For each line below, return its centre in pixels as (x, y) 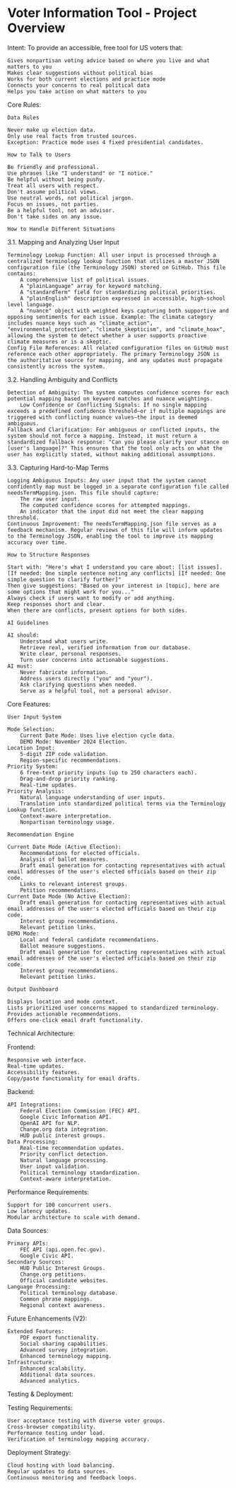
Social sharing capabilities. (65, 1344)
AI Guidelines (28, 623)
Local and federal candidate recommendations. (90, 940)
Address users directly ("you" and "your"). (87, 678)
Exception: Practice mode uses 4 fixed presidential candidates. (105, 142)
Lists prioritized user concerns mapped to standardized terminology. (113, 1008)
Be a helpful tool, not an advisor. (61, 210)
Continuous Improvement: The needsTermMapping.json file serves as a (112, 524)
